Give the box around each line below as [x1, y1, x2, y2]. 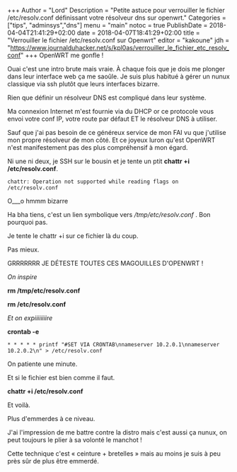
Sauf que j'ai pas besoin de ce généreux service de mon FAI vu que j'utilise [7, 129, 226, 136]
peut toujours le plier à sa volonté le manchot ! [7, 436, 143, 444]
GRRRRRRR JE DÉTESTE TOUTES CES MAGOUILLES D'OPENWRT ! [7, 259, 204, 267]
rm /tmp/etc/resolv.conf [7, 286, 81, 295]
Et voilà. [7, 401, 30, 409]
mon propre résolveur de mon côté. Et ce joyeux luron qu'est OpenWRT [7, 136, 216, 144]
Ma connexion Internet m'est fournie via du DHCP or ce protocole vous [7, 107, 214, 115]
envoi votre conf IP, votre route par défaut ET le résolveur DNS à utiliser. [7, 114, 218, 123]
